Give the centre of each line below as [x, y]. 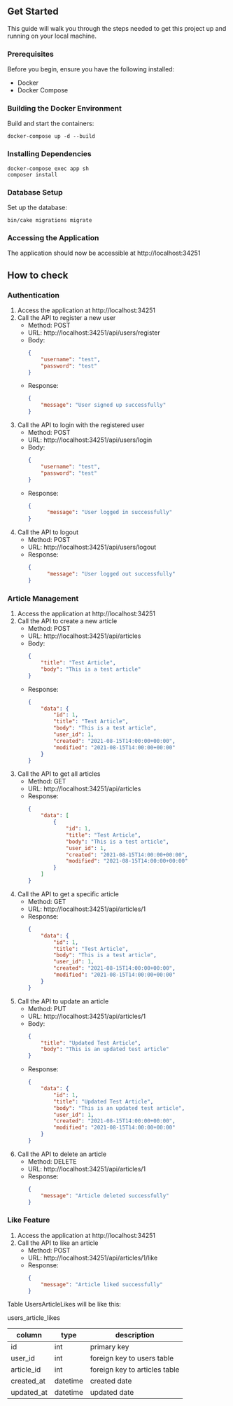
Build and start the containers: [51, 124]
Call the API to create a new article [67, 621]
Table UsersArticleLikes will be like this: [64, 1304]
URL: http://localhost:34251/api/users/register [94, 333]
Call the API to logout [48, 532]
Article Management [43, 598]
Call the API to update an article [63, 1001]
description [135, 1335]
